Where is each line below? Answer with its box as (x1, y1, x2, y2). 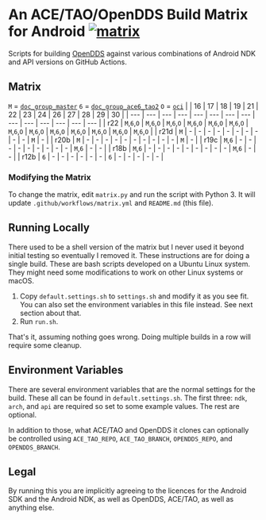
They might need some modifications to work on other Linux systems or (8, 268, 244, 277)
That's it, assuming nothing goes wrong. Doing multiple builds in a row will (8, 332, 252, 341)
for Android (8, 22, 86, 40)
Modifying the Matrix (8, 171, 91, 183)
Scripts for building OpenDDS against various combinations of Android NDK (8, 48, 256, 58)
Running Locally (8, 221, 90, 235)
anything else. (8, 503, 55, 513)
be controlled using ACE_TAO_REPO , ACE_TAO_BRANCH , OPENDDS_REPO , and (8, 433, 233, 443)
